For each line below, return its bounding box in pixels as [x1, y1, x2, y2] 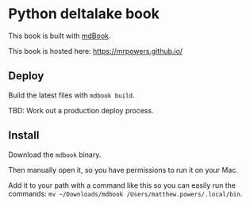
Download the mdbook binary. [8, 150, 102, 159]
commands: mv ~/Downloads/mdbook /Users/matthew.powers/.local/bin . [8, 189, 243, 198]
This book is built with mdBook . [8, 31, 111, 40]
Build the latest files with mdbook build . [8, 90, 135, 100]
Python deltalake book [8, 5, 160, 23]
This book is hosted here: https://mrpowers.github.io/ [8, 46, 183, 55]
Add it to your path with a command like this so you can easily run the [8, 180, 237, 190]
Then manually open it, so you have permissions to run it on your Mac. [8, 165, 238, 174]
